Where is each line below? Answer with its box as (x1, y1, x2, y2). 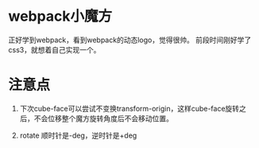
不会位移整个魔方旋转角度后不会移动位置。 (33, 113, 173, 123)
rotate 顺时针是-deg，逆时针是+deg (19, 130, 137, 140)
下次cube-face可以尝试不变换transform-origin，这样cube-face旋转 (19, 103, 240, 113)
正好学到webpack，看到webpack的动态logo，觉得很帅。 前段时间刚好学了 (8, 35, 252, 45)
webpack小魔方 (8, 7, 113, 25)
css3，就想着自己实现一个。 (8, 45, 101, 54)
